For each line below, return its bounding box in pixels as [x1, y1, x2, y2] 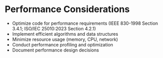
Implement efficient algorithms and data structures [12, 31, 118, 37]
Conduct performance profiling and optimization [12, 41, 114, 47]
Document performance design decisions [12, 47, 100, 53]
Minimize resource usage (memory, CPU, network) [12, 36, 118, 42]
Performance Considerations [5, 4, 130, 15]
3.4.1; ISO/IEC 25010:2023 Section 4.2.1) [12, 25, 96, 31]
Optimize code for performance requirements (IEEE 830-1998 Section [12, 20, 158, 26]
